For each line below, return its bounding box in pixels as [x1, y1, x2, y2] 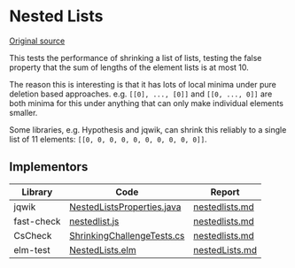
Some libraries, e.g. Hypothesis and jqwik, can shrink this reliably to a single [9, 124, 287, 134]
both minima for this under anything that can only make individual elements [9, 97, 283, 108]
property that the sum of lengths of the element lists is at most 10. [9, 62, 250, 73]
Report [210, 186, 240, 198]
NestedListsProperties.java [69, 201, 182, 213]
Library [21, 186, 53, 198]
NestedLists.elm [69, 243, 136, 256]
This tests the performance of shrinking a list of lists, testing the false [9, 52, 262, 63]
